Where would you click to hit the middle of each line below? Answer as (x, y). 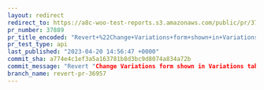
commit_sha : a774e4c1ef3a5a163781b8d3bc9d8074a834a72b (99, 59)
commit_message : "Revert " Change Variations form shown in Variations (126, 67)
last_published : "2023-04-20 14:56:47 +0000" (83, 52)
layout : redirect (36, 15)
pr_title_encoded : (37, 37)
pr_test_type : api (37, 45)
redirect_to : (29, 23)
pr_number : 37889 (36, 30)
